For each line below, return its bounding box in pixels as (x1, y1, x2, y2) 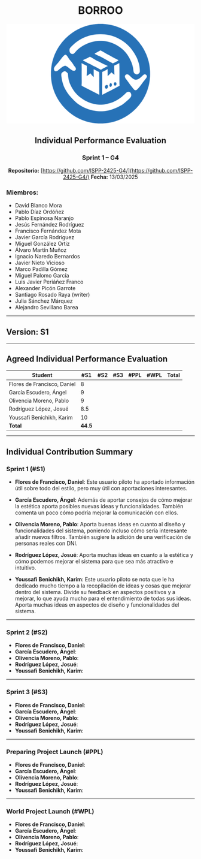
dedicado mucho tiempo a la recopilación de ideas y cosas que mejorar (14, 582, 191, 589)
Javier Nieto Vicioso (14, 259, 65, 267)
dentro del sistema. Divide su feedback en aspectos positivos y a (14, 589, 175, 596)
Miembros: (6, 188, 39, 197)
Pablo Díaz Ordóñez (14, 208, 65, 216)
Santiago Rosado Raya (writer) (14, 291, 90, 299)
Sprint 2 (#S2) (6, 628, 48, 636)
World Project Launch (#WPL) (6, 807, 95, 815)
